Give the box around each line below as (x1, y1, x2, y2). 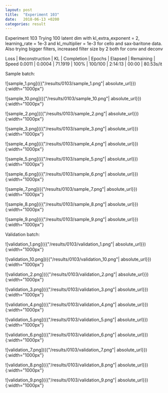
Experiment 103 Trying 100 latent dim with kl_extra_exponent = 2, (5, 35, 140, 41)
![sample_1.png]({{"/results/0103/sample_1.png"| (5, 81, 104, 87)
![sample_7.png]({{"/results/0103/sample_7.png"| (5, 186, 106, 192)
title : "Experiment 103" (5, 12, 59, 17)
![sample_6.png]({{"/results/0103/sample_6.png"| (5, 171, 107, 177)
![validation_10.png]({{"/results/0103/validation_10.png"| (5, 256, 120, 262)
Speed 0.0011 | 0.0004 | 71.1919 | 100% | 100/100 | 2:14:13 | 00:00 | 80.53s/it (5, 61, 162, 67)
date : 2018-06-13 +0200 (5, 17, 59, 22)
